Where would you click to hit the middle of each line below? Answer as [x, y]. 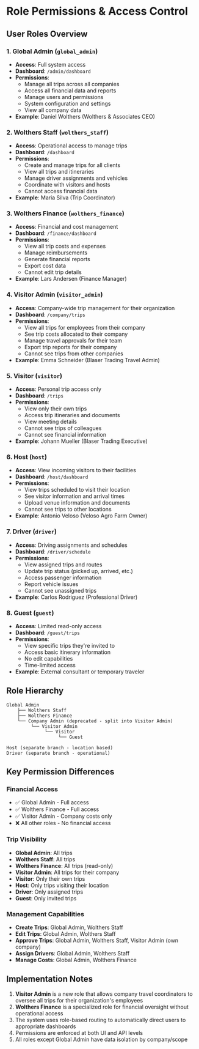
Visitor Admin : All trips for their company [67, 872]
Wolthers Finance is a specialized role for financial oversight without [102, 1007]
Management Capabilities [45, 914]
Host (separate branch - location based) [60, 747]
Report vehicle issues [51, 584]
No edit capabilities [49, 658]
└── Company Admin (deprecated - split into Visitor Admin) [95, 721]
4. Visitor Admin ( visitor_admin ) [55, 295]
